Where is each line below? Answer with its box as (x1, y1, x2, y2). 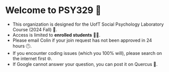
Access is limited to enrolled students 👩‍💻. (12, 32, 101, 38)
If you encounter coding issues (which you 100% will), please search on (12, 50, 162, 56)
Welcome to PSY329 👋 (5, 5, 102, 16)
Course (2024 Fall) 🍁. (12, 26, 58, 32)
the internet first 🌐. (12, 55, 52, 61)
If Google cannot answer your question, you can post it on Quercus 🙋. (12, 61, 158, 67)
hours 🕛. (12, 43, 32, 49)
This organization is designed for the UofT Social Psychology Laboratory (12, 21, 164, 27)
